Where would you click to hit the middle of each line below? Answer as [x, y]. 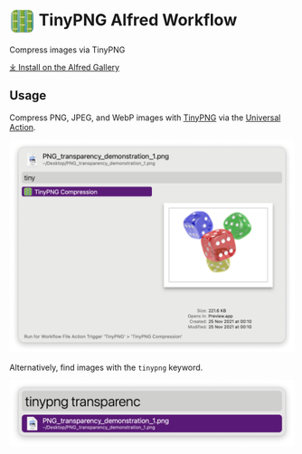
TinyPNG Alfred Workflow [138, 20]
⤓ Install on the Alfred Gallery [65, 67]
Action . [23, 127]
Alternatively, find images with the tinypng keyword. [106, 367]
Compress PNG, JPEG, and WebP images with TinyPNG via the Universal [145, 118]
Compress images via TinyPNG [67, 50]
